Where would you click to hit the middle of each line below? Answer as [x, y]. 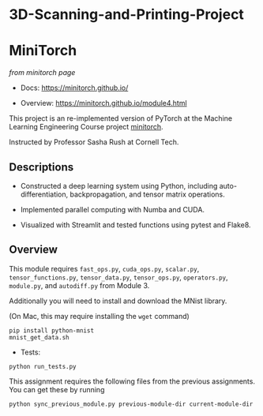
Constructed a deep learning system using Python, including [119, 186]
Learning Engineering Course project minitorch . [86, 127]
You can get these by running [57, 389]
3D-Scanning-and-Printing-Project [126, 15]
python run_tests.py [43, 366]
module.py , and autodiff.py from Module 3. [79, 285]
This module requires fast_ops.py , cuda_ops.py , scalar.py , [104, 268]
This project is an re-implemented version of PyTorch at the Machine [120, 118]
